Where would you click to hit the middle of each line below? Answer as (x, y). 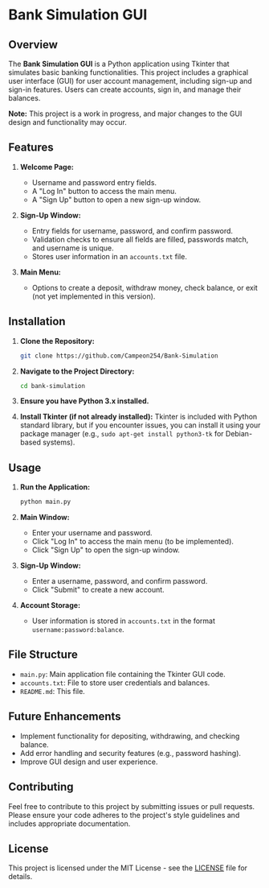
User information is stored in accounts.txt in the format (123, 621)
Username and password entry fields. (94, 182)
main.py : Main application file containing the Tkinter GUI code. (123, 674)
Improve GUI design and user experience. (89, 762)
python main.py (45, 502)
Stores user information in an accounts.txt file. (109, 256)
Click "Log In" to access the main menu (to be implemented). (133, 542)
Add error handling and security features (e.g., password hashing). (130, 753)
